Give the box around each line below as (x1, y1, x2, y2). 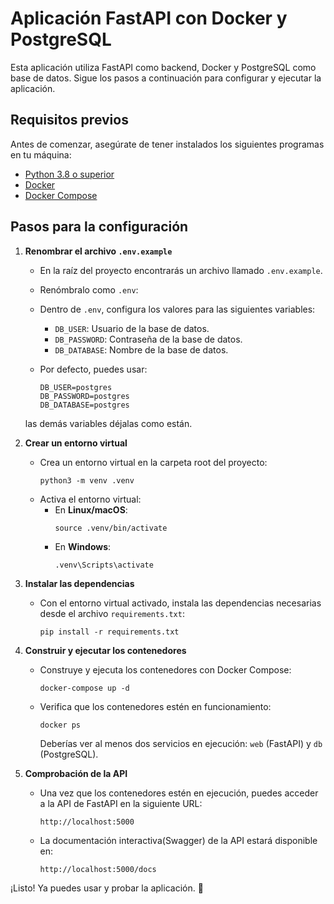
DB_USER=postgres (39, 382, 113, 392)
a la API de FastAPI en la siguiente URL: (39, 797, 203, 809)
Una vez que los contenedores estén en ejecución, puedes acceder (39, 787, 319, 799)
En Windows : (54, 540, 112, 552)
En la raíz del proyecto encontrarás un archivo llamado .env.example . (39, 264, 323, 276)
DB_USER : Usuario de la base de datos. (54, 322, 210, 334)
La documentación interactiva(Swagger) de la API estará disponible (39, 834, 318, 846)
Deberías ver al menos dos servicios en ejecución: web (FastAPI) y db (39, 737, 323, 749)
